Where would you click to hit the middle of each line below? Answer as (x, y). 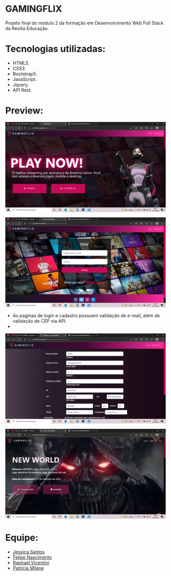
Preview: (24, 111)
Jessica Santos (28, 552)
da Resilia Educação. (27, 28)
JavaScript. (25, 79)
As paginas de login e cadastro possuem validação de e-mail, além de (86, 315)
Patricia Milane (28, 568)
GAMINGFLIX (34, 9)
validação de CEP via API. (40, 321)
